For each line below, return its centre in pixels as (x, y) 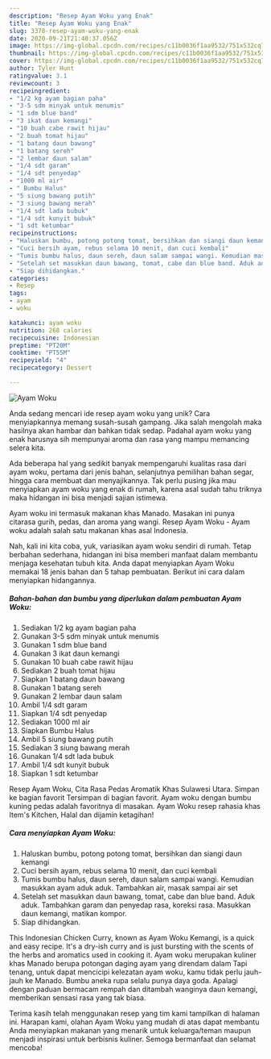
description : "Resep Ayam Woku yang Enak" (81, 16)
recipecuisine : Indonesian (54, 338)
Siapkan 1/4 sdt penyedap (64, 713)
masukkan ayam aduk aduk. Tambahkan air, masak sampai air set (129, 887)
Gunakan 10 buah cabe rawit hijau (77, 661)
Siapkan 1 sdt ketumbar (60, 773)
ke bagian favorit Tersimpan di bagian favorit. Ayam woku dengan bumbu (130, 797)
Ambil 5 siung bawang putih (67, 739)
